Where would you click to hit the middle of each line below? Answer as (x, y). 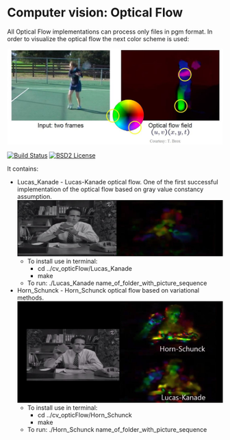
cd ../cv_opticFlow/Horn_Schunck (85, 415)
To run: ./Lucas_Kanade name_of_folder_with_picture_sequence (117, 283)
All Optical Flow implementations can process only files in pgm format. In (110, 32)
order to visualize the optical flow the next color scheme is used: (98, 38)
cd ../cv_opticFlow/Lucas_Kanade (85, 268)
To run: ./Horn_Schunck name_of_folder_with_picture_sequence (117, 429)
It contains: (23, 169)
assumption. (35, 196)
